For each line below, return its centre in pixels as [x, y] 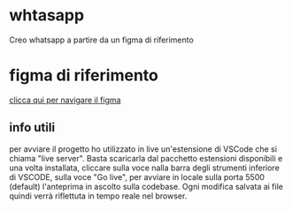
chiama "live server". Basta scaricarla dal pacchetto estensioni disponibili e [146, 158]
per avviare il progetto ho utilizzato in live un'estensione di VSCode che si [143, 149]
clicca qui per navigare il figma [65, 100]
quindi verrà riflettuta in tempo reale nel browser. [98, 196]
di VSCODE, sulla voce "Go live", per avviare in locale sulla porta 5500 [137, 176]
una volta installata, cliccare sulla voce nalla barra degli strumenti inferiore [145, 168]
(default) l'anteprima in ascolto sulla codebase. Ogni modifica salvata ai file [146, 186]
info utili [32, 127]
